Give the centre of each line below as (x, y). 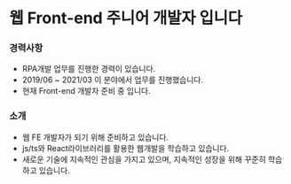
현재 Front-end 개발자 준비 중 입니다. (86, 91)
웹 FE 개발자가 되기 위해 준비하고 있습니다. (95, 137)
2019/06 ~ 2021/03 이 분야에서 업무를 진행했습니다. (113, 80)
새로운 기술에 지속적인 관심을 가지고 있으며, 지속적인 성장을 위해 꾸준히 (144, 159)
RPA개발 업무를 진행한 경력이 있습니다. (89, 69)
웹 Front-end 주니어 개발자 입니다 (126, 18)
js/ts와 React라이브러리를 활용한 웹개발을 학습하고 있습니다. (126, 148)
